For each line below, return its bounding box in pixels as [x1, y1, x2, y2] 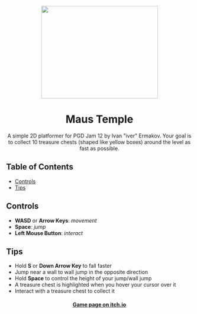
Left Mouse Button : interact [14, 229, 83, 236]
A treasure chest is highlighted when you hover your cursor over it [14, 281, 176, 289]
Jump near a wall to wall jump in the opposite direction [14, 268, 148, 275]
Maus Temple [65, 113, 134, 126]
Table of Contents [6, 162, 74, 172]
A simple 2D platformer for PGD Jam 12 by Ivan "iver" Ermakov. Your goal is [7, 132, 192, 139]
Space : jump [14, 223, 46, 230]
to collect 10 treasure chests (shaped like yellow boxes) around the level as [8, 138, 191, 145]
